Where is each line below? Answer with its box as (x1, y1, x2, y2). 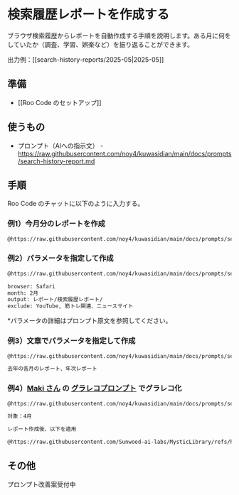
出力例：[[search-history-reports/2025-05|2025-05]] (7, 55, 164, 64)
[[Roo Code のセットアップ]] (17, 98, 102, 107)
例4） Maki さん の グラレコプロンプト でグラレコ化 (7, 384, 182, 393)
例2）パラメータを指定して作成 (7, 254, 114, 263)
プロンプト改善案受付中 (7, 480, 76, 489)
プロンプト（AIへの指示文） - (17, 141, 104, 150)
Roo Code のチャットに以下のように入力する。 (7, 200, 144, 208)
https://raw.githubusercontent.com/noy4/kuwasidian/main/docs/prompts (17, 149, 232, 158)
